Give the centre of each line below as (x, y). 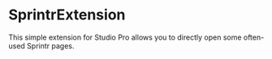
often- (254, 37)
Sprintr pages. (51, 45)
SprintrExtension (67, 15)
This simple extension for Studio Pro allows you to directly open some (125, 37)
